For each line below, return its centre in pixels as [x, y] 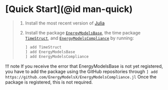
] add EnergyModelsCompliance [57, 56]
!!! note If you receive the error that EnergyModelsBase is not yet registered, [84, 66]
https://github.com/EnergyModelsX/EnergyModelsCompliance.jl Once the [81, 76]
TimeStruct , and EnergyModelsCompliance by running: [79, 38]
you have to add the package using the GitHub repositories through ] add [81, 71]
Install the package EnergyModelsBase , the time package [83, 32]
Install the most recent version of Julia [65, 23]
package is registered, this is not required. [49, 82]
